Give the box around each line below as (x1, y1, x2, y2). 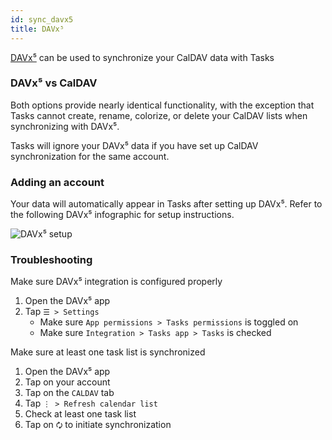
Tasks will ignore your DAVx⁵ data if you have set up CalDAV (10, 139, 259, 151)
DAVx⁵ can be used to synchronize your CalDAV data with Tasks (10, 51, 275, 63)
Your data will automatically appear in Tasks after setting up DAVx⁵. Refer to (10, 198, 323, 210)
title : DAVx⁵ (10, 24, 65, 34)
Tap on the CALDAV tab (24, 387, 115, 399)
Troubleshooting (10, 253, 93, 267)
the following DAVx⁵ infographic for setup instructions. (10, 209, 235, 221)
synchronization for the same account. (10, 150, 170, 162)
